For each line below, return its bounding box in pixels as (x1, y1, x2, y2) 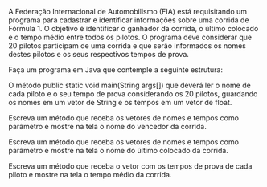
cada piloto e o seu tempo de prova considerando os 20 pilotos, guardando (8, 89, 258, 99)
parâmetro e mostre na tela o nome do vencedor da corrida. (8, 122, 207, 131)
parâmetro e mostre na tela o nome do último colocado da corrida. (8, 146, 229, 155)
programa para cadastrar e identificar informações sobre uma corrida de (8, 15, 249, 25)
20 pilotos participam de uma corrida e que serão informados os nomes (8, 41, 247, 51)
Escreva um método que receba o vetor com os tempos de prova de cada (8, 161, 253, 171)
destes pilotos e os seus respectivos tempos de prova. (8, 50, 189, 59)
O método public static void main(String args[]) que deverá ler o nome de (8, 80, 251, 90)
